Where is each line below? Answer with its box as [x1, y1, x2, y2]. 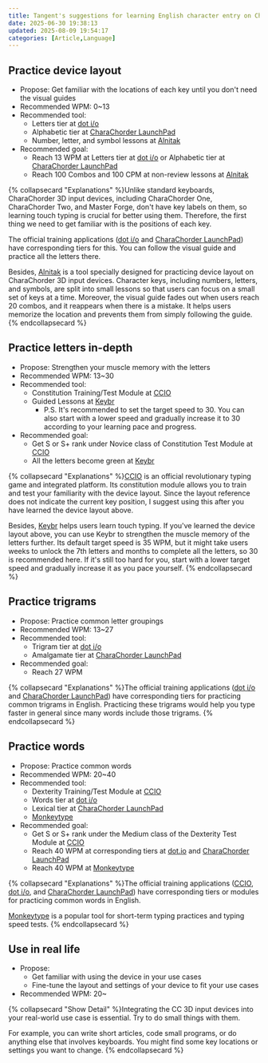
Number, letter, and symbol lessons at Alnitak [31, 136, 181, 145]
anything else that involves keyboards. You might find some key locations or [8, 1037, 258, 1047]
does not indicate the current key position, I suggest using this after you [8, 496, 245, 506]
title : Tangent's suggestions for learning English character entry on [8, 11, 251, 20]
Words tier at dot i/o [31, 794, 98, 804]
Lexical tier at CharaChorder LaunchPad [31, 803, 164, 813]
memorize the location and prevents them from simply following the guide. [8, 309, 253, 320]
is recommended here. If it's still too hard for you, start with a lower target [8, 555, 250, 564]
